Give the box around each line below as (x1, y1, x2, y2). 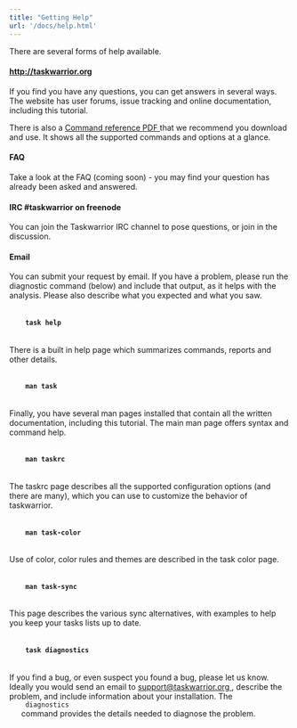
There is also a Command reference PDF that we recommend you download (9, 122, 287, 133)
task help (25, 318, 62, 327)
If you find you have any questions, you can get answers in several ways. (9, 86, 277, 96)
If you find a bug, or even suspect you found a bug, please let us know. (9, 672, 269, 683)
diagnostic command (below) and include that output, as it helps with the (9, 281, 277, 291)
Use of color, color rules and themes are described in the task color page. (9, 554, 280, 565)
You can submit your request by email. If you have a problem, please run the (9, 271, 289, 282)
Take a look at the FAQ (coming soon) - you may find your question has (9, 171, 270, 183)
